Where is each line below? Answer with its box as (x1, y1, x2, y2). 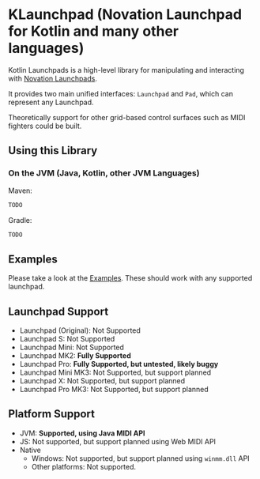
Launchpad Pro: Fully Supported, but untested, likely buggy (19, 360, 219, 368)
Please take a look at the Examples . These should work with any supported (8, 273, 253, 283)
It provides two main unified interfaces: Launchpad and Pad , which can (8, 89, 233, 98)
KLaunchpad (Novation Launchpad (8, 6, 243, 24)
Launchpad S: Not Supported (19, 334, 115, 343)
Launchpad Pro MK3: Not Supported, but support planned (19, 385, 209, 394)
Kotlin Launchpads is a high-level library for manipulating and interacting (8, 65, 245, 74)
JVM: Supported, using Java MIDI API (19, 428, 145, 438)
